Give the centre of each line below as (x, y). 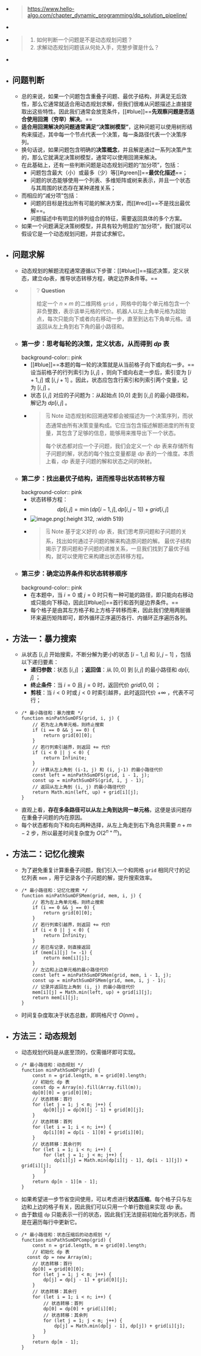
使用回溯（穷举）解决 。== (60, 119)
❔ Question (51, 290)
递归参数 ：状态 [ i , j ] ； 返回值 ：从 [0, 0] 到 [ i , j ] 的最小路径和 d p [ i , (110, 670)
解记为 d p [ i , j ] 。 (50, 403)
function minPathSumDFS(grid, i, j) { (70, 718)
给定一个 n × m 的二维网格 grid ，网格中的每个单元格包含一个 (113, 303)
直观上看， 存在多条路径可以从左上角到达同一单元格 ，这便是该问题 (104, 810)
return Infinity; (65, 935)
